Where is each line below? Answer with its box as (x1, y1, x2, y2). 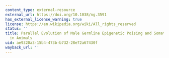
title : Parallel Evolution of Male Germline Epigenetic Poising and (5, 31, 152, 36)
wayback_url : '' (5, 45, 39, 50)
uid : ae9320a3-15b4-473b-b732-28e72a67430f (5, 40, 98, 45)
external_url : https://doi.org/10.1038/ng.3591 (5, 12, 107, 17)
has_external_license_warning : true (5, 17, 82, 22)
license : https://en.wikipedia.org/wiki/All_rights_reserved (5, 21, 136, 27)
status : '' (5, 26, 28, 31)
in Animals (10, 36, 33, 41)
